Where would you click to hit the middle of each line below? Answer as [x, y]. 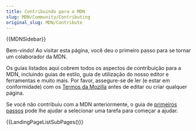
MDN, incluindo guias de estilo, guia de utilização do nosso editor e [87, 75]
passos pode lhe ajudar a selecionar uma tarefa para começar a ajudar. [92, 111]
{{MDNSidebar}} [26, 39]
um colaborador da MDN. [37, 57]
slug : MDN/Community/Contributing [48, 17]
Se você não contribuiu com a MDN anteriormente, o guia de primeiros [92, 105]
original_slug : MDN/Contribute [44, 22]
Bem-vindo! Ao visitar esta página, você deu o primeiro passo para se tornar [99, 51]
